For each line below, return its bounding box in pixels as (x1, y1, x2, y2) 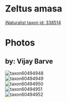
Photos (5, 37, 35, 48)
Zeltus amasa (5, 3, 63, 14)
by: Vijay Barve (5, 57, 53, 65)
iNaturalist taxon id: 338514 (5, 19, 61, 25)
